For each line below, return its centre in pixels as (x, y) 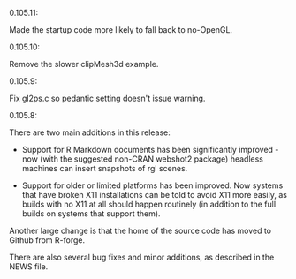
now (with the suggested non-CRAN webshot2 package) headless (142, 159)
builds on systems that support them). (91, 214)
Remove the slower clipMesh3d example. (84, 64)
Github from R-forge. (47, 240)
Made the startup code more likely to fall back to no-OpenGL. (121, 30)
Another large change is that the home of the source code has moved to (140, 230)
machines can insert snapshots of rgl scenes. (105, 168)
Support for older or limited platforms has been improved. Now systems (152, 185)
